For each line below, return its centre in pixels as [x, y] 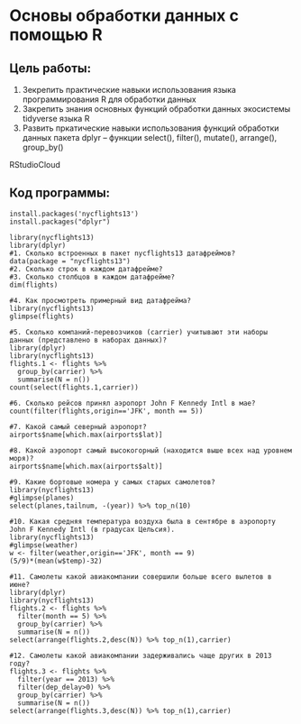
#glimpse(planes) [42, 498]
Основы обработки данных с [124, 16]
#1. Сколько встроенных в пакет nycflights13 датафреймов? [123, 253]
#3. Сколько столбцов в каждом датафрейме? [92, 277]
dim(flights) [34, 285]
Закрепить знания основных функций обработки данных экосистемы [156, 109]
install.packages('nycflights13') [74, 214]
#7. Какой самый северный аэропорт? [78, 426]
